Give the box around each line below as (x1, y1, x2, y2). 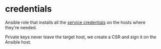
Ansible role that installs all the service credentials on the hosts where (5, 19, 145, 25)
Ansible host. (5, 39, 32, 45)
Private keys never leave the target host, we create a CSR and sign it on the (5, 34, 157, 40)
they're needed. (5, 24, 37, 30)
